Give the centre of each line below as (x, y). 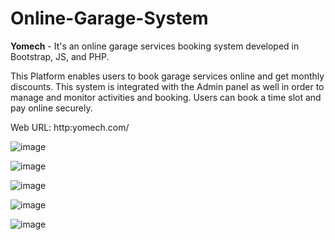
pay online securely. (51, 108)
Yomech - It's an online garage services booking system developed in (155, 46)
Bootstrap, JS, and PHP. (60, 56)
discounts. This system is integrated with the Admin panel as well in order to (167, 86)
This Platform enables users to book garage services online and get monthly (167, 76)
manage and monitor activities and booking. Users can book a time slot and (166, 97)
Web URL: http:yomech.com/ (70, 127)
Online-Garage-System (109, 18)
